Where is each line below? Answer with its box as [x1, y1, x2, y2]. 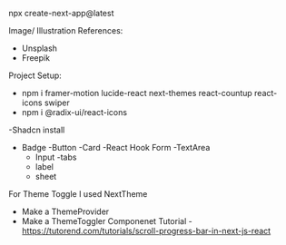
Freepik [21, 53, 51, 63]
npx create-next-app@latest [8, 8, 114, 18]
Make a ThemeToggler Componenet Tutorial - [21, 216, 192, 226]
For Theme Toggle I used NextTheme [8, 189, 148, 199]
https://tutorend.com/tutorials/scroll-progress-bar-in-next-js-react [21, 226, 271, 236]
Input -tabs [35, 152, 77, 162]
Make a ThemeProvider [21, 206, 110, 217]
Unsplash [21, 43, 58, 54]
